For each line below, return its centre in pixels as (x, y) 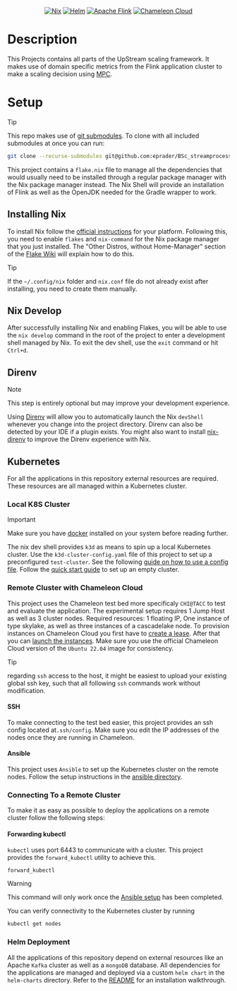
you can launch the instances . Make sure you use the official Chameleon (113, 641)
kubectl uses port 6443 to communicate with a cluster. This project (105, 850)
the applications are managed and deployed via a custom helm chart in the (116, 972)
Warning (19, 884)
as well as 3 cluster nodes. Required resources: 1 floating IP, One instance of (119, 618)
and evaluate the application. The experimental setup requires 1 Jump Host (116, 611)
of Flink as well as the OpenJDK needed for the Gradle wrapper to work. (112, 192)
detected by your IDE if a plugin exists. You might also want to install (107, 432)
